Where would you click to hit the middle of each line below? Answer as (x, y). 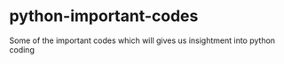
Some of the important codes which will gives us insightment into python (142, 40)
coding (22, 49)
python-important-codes (104, 16)
